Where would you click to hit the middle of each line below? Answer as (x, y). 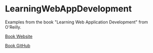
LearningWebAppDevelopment (68, 9)
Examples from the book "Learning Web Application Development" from (76, 22)
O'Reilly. (13, 27)
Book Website (19, 36)
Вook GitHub (18, 45)
